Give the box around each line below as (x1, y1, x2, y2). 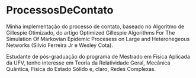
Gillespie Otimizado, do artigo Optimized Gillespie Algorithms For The (6, 29, 175, 36)
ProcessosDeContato (6, 4, 114, 17)
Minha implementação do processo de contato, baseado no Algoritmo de (6, 23, 185, 30)
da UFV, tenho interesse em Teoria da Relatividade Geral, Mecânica (6, 59, 171, 66)
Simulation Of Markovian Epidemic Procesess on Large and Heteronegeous (6, 35, 190, 42)
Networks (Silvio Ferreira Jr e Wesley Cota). (6, 42, 114, 49)
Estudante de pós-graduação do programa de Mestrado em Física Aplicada (6, 53, 191, 60)
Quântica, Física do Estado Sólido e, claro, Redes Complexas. (6, 65, 156, 72)
